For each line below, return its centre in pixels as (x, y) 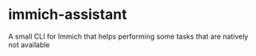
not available (29, 44)
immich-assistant (68, 15)
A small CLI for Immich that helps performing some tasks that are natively (128, 36)
